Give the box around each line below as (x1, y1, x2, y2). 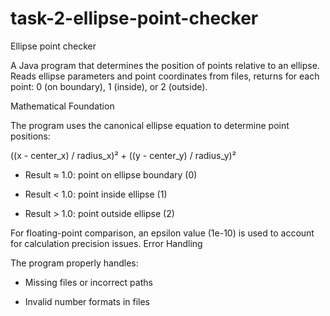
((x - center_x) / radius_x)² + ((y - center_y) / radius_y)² (10, 149, 237, 161)
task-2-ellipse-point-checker (10, 7, 259, 30)
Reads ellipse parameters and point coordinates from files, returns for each (10, 70, 320, 82)
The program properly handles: (10, 257, 139, 269)
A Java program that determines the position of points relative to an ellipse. (10, 59, 320, 71)
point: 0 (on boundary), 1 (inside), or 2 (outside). (10, 80, 208, 92)
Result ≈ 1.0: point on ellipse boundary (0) (24, 168, 198, 181)
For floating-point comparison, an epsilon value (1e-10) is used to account (10, 227, 315, 239)
